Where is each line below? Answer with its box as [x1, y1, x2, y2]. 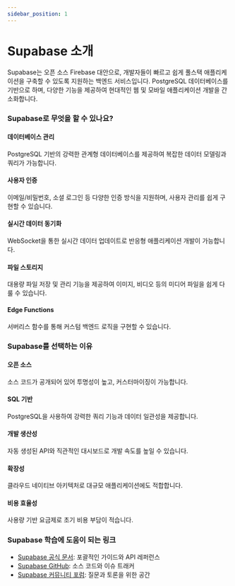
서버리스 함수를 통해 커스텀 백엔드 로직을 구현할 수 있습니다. [7, 322, 171, 331]
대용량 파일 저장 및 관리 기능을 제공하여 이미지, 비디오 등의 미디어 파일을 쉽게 [7, 280, 218, 289]
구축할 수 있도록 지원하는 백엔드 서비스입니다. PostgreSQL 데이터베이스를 [25, 76, 229, 85]
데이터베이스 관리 [7, 132, 55, 142]
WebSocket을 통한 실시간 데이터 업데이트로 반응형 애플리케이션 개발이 [7, 236, 201, 245]
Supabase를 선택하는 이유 [7, 341, 93, 351]
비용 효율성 [7, 498, 37, 507]
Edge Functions [7, 305, 54, 314]
